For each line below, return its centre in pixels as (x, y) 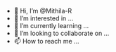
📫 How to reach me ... (46, 41)
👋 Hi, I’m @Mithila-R (43, 11)
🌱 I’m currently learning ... (51, 26)
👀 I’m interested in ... (44, 18)
